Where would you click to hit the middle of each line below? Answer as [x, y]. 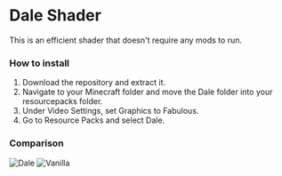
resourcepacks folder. [62, 101]
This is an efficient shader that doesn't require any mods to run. [126, 40]
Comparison [36, 143]
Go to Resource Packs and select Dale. [93, 120]
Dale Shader [56, 16]
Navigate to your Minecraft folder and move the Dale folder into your [147, 92]
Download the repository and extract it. [94, 83]
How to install [39, 63]
